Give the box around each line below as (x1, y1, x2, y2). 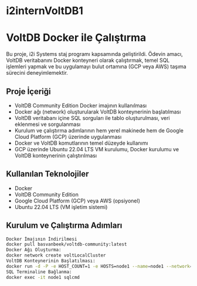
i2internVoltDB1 (6, 4, 84, 18)
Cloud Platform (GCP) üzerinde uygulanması (14, 133, 122, 140)
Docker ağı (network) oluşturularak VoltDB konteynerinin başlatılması (14, 108, 181, 115)
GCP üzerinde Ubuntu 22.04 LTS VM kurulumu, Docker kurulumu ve (14, 145, 179, 152)
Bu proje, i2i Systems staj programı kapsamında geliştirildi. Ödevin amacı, (6, 51, 183, 58)
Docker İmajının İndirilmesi (6, 236, 77, 242)
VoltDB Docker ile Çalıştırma (6, 31, 147, 45)
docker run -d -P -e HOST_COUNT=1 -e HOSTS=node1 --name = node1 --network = (6, 263, 193, 269)
